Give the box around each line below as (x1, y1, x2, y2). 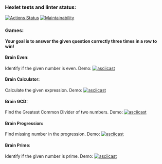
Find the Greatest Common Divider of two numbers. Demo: (5, 109, 123, 115)
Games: (5, 27, 24, 34)
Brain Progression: (5, 120, 44, 126)
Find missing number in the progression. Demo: (5, 131, 100, 137)
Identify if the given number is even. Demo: (5, 65, 91, 71)
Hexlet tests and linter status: (5, 4, 76, 11)
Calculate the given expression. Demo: (5, 87, 83, 93)
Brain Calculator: (5, 76, 40, 82)
